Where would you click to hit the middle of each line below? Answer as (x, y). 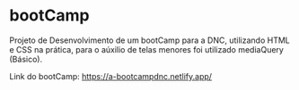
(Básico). (26, 59)
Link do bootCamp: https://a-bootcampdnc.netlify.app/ (111, 76)
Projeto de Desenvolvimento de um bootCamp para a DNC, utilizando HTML (149, 40)
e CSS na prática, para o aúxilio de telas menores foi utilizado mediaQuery (147, 49)
